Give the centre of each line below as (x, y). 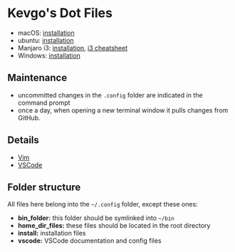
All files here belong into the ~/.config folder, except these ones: (103, 204)
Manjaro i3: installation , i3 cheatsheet (73, 48)
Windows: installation (49, 56)
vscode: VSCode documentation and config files (89, 241)
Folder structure (44, 187)
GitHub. (29, 117)
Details (23, 140)
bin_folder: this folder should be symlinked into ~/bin (96, 218)
